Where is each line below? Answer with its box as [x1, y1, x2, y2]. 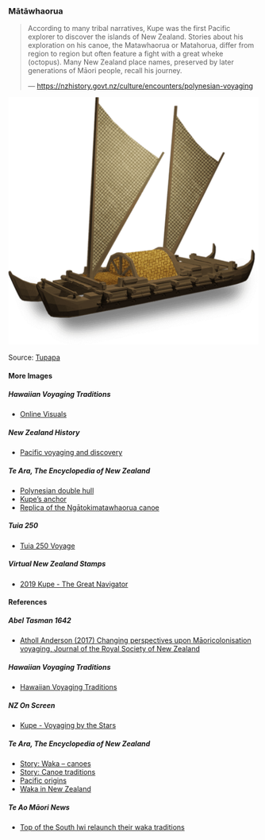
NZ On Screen [8, 700, 56, 710]
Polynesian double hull [19, 485, 94, 495]
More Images [8, 371, 53, 380]
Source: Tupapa [8, 352, 61, 363]
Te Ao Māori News [8, 802, 70, 812]
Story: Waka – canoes [19, 759, 91, 768]
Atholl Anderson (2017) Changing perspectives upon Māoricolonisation [19, 636, 252, 645]
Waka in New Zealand [19, 784, 91, 794]
